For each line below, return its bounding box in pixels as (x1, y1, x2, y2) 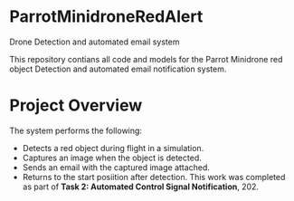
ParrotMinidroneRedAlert (9, 6, 204, 27)
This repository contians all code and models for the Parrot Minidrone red (9, 53, 283, 64)
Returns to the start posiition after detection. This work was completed (22, 171, 286, 182)
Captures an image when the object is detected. (22, 152, 202, 163)
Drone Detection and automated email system (9, 36, 180, 47)
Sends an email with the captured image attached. (22, 161, 211, 173)
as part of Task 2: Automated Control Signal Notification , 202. (22, 181, 260, 192)
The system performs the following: (9, 125, 143, 136)
